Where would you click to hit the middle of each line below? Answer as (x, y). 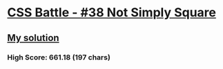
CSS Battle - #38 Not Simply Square (111, 13)
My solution (33, 38)
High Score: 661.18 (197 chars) (59, 57)
